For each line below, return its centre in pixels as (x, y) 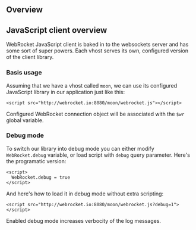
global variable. (25, 120)
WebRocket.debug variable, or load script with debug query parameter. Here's (98, 155)
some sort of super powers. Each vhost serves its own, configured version (97, 51)
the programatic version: (36, 161)
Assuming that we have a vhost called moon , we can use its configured (92, 85)
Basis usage (24, 73)
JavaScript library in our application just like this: (66, 92)
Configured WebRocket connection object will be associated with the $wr (95, 114)
